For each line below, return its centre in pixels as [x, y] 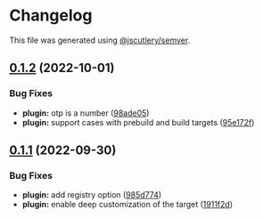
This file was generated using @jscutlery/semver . [100, 40]
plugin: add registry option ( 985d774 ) [92, 195]
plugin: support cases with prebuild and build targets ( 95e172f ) [138, 122]
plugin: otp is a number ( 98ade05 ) [86, 113]
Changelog [51, 16]
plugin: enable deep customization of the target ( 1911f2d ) [127, 205]
